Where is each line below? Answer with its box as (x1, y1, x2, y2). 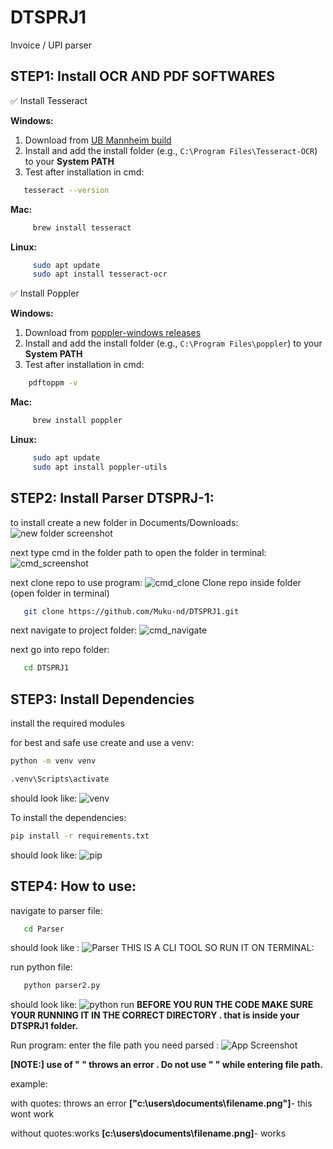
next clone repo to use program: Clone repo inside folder (10, 576, 302, 588)
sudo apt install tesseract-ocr (32, 269, 168, 280)
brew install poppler (32, 416, 123, 426)
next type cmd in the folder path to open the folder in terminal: (10, 546, 267, 558)
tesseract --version (23, 185, 110, 195)
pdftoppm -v (28, 378, 78, 388)
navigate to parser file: (10, 904, 103, 916)
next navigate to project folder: (10, 624, 138, 636)
